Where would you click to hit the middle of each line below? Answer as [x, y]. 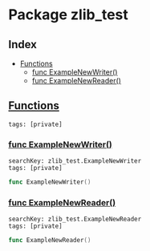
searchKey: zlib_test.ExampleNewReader [75, 219]
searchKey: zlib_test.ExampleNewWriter [75, 161]
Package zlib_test [68, 15]
